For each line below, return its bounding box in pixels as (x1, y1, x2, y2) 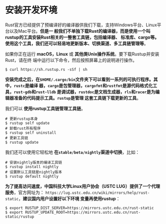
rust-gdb (14, 90, 32, 95)
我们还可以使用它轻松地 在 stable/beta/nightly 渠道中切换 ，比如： (5, 149, 140, 155)
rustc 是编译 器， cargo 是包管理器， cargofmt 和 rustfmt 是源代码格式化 (14, 82, 153, 88)
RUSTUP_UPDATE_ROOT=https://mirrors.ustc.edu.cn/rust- (25, 210, 141, 215)
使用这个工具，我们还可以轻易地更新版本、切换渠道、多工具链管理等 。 (5, 40, 149, 46)
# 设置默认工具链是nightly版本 (5, 169, 62, 174)
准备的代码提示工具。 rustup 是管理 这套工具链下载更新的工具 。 (13, 95, 141, 101)
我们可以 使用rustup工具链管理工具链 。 (5, 105, 86, 112)
